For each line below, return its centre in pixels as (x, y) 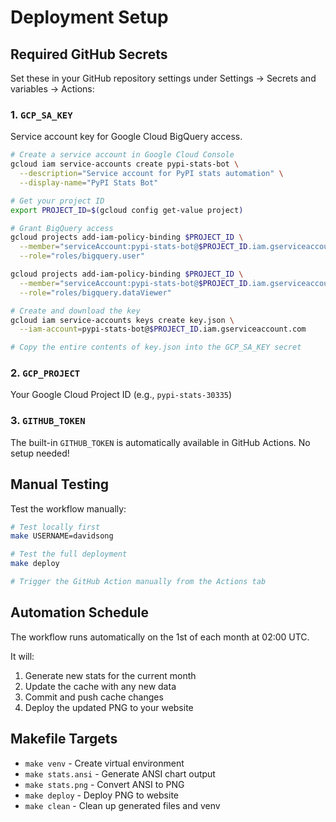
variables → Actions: (52, 89)
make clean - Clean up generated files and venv (122, 805)
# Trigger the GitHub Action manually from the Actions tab (138, 582)
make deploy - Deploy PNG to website (101, 795)
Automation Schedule (79, 612)
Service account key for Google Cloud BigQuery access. (126, 137)
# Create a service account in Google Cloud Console (122, 155)
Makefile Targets (64, 739)
